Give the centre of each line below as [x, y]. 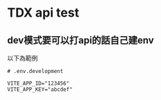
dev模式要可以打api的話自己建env [80, 40]
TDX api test [43, 13]
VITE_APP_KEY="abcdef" [40, 90]
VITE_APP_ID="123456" [39, 83]
